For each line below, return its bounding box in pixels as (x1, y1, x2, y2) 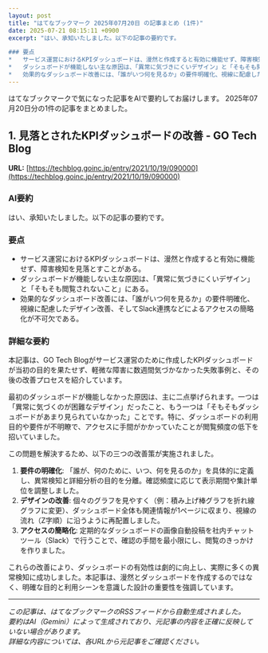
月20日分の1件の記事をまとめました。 (8, 103, 132, 112)
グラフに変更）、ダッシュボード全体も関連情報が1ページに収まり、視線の (19, 505, 257, 515)
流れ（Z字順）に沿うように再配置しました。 (19, 516, 165, 525)
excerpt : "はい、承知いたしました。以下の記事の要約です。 (8, 33, 180, 42)
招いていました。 (8, 432, 65, 442)
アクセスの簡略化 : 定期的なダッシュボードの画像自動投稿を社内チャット (19, 525, 254, 535)
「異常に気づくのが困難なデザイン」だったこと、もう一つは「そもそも (8, 402, 238, 411)
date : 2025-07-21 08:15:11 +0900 (8, 26, 120, 34)
